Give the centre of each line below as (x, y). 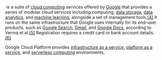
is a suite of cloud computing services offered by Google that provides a (79, 7)
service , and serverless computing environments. (55, 52)
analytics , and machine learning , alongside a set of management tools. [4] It (81, 17)
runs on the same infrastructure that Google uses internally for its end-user (81, 22)
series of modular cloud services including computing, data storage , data (79, 12)
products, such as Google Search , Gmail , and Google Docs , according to (78, 28)
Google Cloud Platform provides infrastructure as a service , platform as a (79, 47)
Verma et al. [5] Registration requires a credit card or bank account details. (80, 33)
